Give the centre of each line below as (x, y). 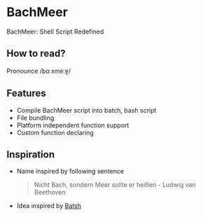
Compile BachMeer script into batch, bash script (86, 110)
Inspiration (31, 154)
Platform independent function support (73, 125)
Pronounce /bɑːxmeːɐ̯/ (39, 71)
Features (26, 93)
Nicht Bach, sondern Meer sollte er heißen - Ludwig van (115, 185)
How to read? (36, 54)
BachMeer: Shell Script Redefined (55, 31)
